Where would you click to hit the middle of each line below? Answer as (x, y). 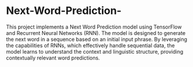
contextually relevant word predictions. (53, 58)
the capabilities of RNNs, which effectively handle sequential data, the (91, 45)
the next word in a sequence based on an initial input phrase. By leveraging (97, 39)
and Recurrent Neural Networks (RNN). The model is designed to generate (96, 33)
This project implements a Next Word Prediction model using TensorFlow (94, 27)
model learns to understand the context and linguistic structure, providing (95, 51)
